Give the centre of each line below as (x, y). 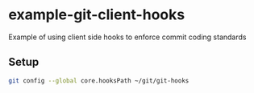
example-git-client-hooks (97, 15)
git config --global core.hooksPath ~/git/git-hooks (99, 81)
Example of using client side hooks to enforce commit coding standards (127, 37)
